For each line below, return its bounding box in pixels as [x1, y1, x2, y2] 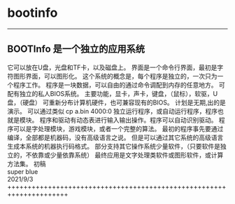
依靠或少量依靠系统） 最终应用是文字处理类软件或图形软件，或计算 [31, 151, 224, 159]
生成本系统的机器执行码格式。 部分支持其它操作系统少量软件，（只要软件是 [7, 142, 220, 150]
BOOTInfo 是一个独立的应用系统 [7, 43, 145, 55]
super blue [7, 167, 38, 176]
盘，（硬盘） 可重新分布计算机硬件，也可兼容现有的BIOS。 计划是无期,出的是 [7, 98, 226, 107]
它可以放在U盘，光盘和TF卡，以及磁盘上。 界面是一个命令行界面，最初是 [7, 63, 218, 72]
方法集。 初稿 [7, 159, 46, 168]
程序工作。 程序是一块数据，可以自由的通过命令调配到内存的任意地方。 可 [13, 81, 225, 89]
